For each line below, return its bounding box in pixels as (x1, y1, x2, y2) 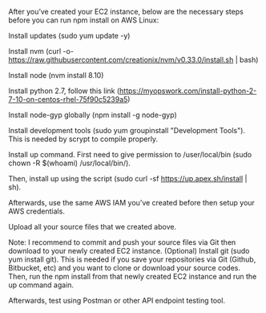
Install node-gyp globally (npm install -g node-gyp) (8, 110, 178, 120)
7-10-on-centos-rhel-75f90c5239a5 (8, 95, 128, 104)
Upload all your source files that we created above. (8, 222, 177, 231)
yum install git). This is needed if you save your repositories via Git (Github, (8, 254, 256, 264)
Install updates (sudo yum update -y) (8, 31, 131, 40)
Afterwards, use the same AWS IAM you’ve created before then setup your (8, 198, 255, 207)
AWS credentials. (8, 206, 66, 216)
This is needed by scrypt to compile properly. (8, 134, 159, 144)
